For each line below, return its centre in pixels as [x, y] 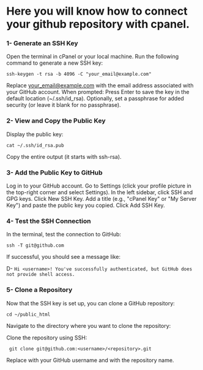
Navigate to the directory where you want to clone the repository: [89, 325]
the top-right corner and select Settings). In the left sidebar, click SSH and [100, 192]
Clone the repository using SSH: [47, 338]
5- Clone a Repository [39, 290]
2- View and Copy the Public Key [56, 121]
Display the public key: [35, 134]
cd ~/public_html [28, 314]
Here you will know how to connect [97, 11]
